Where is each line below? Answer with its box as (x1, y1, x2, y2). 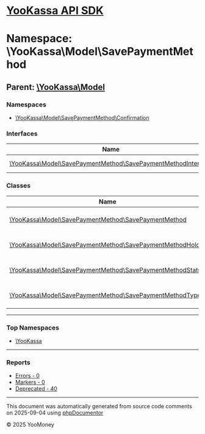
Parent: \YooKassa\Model (6, 82, 106, 92)
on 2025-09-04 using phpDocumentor (6, 409, 104, 416)
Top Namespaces (6, 323, 60, 332)
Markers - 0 (15, 378, 46, 386)
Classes (6, 182, 31, 190)
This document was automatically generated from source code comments (6, 403, 192, 410)
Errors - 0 (15, 372, 40, 380)
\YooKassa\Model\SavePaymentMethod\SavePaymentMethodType (9, 291, 201, 300)
